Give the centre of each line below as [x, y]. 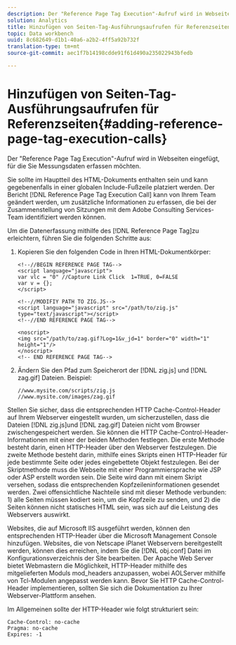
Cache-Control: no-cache [44, 622]
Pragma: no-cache [33, 628]
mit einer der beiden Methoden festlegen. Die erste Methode [137, 439]
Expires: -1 [25, 634]
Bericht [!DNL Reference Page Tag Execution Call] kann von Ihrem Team [112, 194]
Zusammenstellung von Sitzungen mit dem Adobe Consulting [96, 209]
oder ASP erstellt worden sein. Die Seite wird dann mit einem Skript [105, 477]
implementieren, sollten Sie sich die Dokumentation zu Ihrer [117, 588]
